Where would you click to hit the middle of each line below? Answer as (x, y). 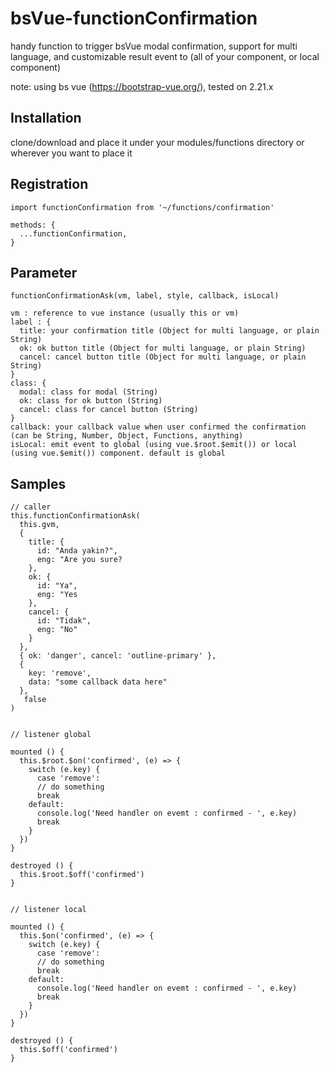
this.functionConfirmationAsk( (75, 516)
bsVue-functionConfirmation (134, 18)
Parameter (44, 272)
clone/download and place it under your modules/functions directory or (157, 142)
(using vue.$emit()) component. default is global (118, 453)
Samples (38, 483)
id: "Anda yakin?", (77, 551)
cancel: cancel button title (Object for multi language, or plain (163, 357)
